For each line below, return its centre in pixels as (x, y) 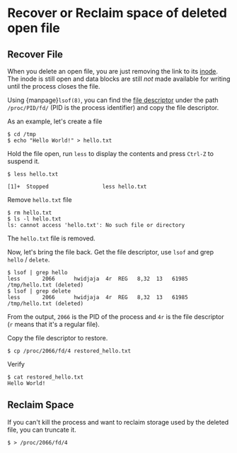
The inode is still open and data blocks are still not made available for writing (119, 79)
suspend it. (24, 161)
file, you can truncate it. (42, 430)
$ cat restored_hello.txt (45, 377)
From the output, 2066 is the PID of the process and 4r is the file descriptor (116, 317)
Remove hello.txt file (40, 200)
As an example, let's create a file (55, 121)
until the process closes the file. (54, 86)
